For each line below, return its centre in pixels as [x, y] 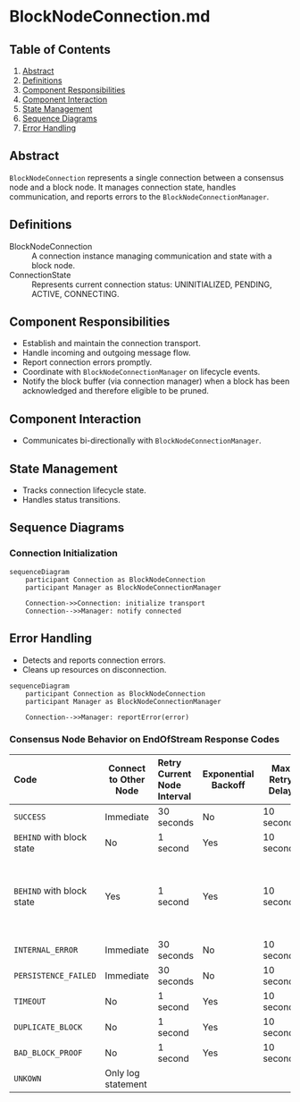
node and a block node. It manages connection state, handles [123, 187]
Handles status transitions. [71, 500]
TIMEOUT [30, 1001]
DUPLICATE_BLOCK [48, 1027]
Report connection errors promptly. [87, 362]
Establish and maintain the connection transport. [111, 343]
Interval [175, 796]
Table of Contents [60, 50]
